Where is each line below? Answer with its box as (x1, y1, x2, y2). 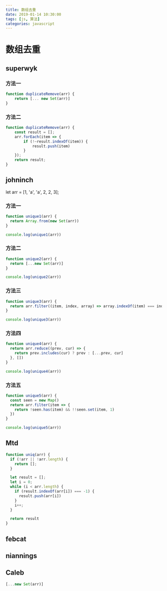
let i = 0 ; (10, 480, 33, 485)
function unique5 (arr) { (5, 393, 57, 398)
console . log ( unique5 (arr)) (5, 425, 61, 430)
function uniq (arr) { (5, 452, 51, 457)
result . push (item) (32, 144, 70, 149)
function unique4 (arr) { (5, 341, 57, 346)
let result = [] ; (10, 475, 46, 480)
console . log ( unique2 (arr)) (5, 274, 61, 280)
